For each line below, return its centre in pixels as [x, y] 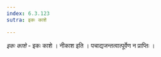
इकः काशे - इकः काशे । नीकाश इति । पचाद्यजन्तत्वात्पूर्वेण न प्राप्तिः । [81, 45]
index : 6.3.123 [28, 13]
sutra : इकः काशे [26, 20]
